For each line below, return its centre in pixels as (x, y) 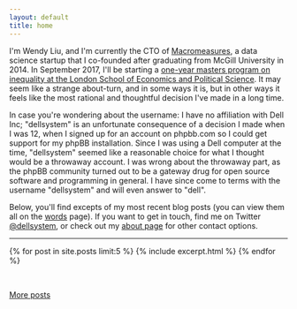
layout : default (39, 17)
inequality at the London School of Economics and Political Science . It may (145, 79)
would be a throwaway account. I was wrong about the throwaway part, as (145, 162)
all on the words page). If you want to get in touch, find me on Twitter (135, 216)
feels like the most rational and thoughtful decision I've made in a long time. (147, 97)
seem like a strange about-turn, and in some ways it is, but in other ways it (145, 88)
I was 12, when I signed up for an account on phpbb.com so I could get (138, 133)
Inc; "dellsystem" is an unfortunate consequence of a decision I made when (147, 124)
